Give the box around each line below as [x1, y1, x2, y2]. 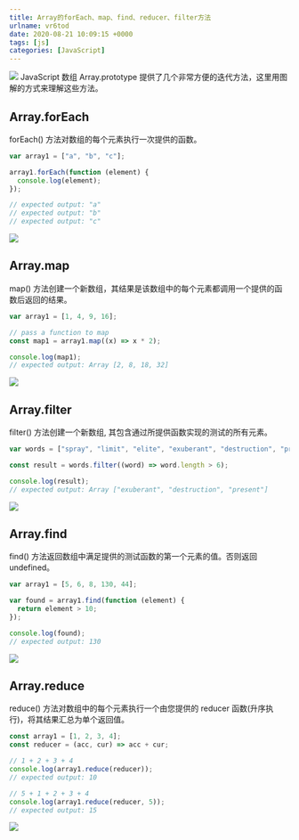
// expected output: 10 [9, 772, 98, 782]
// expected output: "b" [9, 208, 101, 218]
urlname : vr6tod [9, 21, 69, 30]
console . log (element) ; [17, 175, 101, 185]
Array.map [9, 258, 69, 273]
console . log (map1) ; [9, 353, 82, 362]
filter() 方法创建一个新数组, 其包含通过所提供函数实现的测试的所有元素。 [9, 427, 273, 437]
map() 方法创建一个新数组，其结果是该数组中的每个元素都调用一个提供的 [9, 282, 275, 294]
